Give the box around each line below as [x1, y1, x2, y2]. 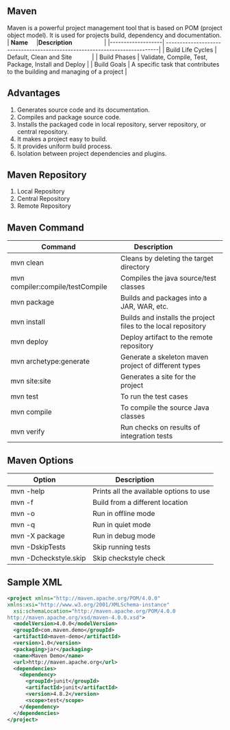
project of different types [120, 361, 201, 370]
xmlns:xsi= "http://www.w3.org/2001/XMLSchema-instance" [7, 601, 170, 608]
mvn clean [10, 258, 44, 268]
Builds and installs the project [120, 313, 216, 322]
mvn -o [10, 509, 36, 519]
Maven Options [7, 454, 74, 466]
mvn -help [10, 486, 45, 496]
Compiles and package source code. [16, 113, 121, 121]
